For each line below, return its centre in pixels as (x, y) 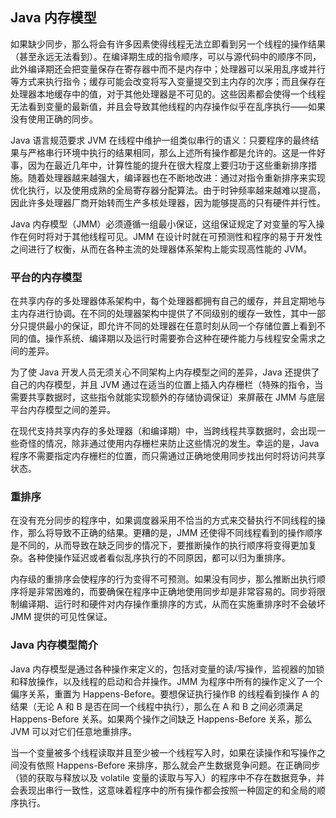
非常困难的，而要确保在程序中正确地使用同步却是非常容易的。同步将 (176, 592)
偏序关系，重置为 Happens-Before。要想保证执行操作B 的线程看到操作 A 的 (165, 694)
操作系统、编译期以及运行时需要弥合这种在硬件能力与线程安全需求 (180, 339)
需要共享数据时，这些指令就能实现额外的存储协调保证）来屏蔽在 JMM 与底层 (168, 397)
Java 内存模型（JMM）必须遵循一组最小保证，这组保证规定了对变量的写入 (163, 224)
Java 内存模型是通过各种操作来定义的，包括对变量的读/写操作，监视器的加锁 (167, 669)
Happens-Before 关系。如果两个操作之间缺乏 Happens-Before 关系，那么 (161, 719)
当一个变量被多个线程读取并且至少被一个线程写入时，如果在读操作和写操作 (163, 752)
